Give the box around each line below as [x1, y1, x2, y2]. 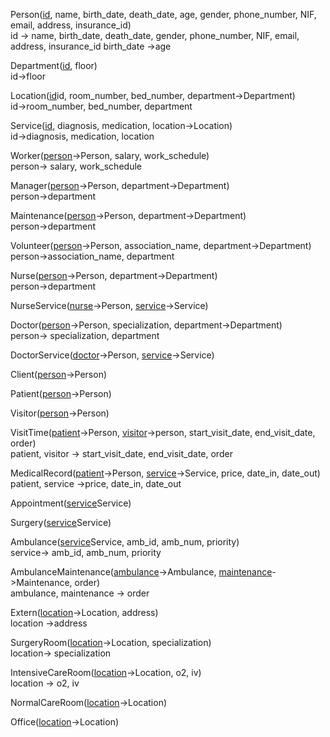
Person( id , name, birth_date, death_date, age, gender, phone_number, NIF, [10, 9, 317, 20]
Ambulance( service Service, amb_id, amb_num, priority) [10, 536, 240, 548]
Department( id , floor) [10, 60, 98, 71]
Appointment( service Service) [10, 497, 132, 509]
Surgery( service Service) [10, 517, 112, 528]
